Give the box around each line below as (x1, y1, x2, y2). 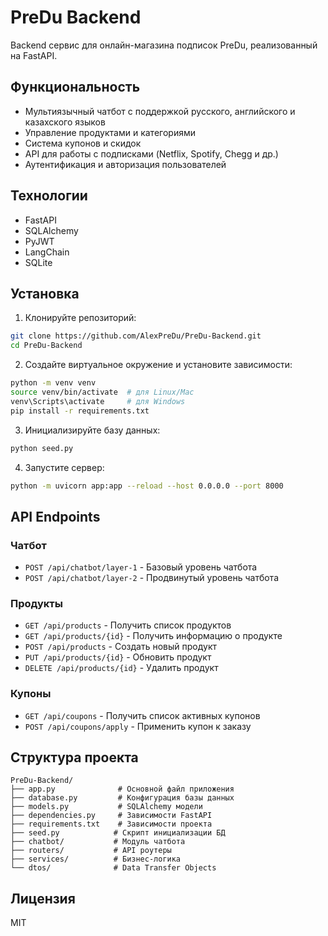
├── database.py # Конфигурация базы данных (10, 793, 235, 803)
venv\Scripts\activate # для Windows (10, 396, 186, 406)
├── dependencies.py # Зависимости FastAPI (10, 811, 213, 821)
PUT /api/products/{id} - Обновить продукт (24, 651, 212, 663)
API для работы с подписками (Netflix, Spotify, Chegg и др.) (24, 147, 279, 160)
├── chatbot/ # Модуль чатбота (10, 837, 186, 847)
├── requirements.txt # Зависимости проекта (10, 819, 213, 830)
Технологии (10, 187, 88, 205)
